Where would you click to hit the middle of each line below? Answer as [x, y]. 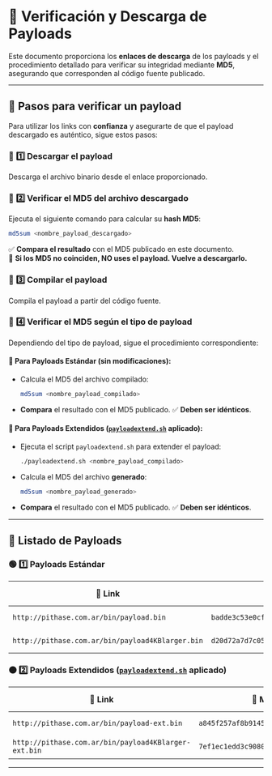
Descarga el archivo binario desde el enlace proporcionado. [108, 177]
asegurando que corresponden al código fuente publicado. [107, 73]
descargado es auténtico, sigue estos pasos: [83, 134]
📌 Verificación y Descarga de [108, 17]
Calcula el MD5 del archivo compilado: [84, 379]
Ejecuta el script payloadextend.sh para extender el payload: [121, 447]
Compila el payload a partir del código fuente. [85, 301]
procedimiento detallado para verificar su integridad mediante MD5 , [121, 65]
